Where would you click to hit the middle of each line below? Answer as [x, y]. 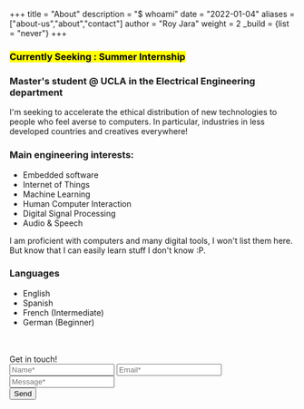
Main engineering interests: [72, 155]
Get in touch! [34, 359]
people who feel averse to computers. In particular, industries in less [137, 122]
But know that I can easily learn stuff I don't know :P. [108, 250]
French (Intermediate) [63, 312]
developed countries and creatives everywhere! [99, 131]
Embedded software [60, 175]
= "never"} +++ [39, 33]
